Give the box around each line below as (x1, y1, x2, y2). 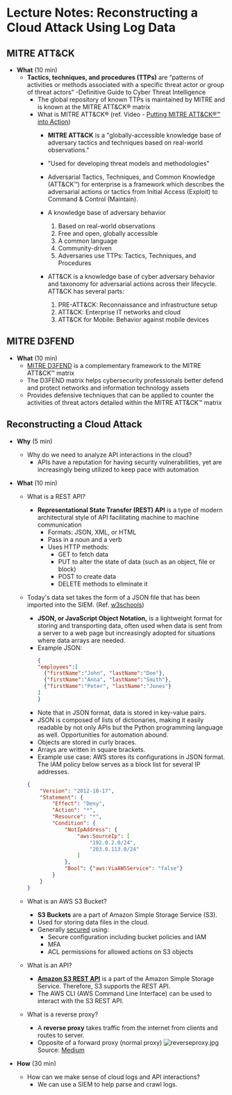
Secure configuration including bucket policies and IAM (47, 932, 206, 941)
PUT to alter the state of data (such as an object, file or (58, 557, 216, 566)
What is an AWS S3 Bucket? (26, 897, 107, 905)
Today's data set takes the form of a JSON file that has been (26, 593, 201, 601)
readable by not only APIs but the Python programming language (37, 723, 224, 731)
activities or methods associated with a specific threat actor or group (26, 81, 225, 88)
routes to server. (37, 1031, 85, 1039)
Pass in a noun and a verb (47, 535, 122, 543)
